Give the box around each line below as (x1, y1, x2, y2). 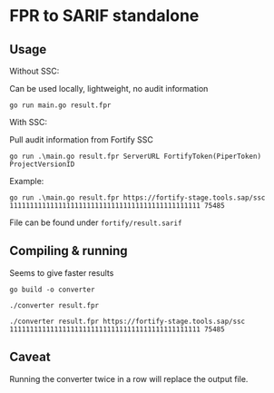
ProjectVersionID (9, 160, 75, 169)
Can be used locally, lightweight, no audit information (9, 84, 209, 93)
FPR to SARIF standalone (9, 5, 200, 26)
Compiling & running (9, 243, 129, 259)
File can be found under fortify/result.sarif (9, 217, 182, 228)
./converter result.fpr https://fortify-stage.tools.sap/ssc (9, 317, 246, 326)
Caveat (9, 349, 52, 365)
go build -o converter (9, 285, 95, 294)
